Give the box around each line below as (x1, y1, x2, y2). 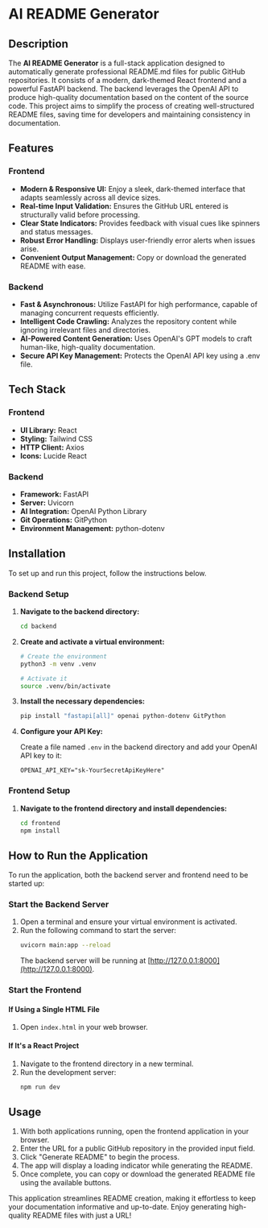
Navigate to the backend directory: (19, 607, 140, 616)
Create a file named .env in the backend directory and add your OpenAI (19, 742, 258, 752)
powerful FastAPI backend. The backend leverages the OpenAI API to (8, 84, 239, 93)
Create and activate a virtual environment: (19, 637, 165, 646)
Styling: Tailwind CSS (19, 434, 93, 443)
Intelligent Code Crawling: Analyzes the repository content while (19, 316, 237, 326)
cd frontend (19, 819, 60, 827)
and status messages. (19, 226, 93, 236)
